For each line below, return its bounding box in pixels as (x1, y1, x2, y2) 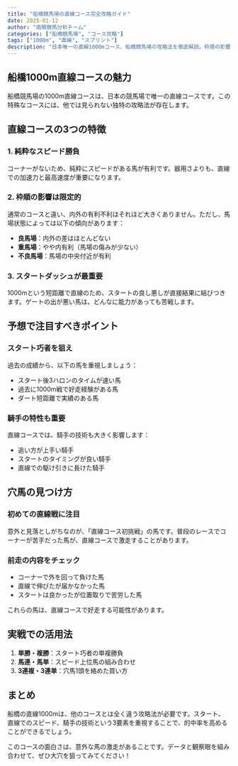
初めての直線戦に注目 (7, 509, 80, 519)
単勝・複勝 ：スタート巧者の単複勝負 (17, 648, 124, 657)
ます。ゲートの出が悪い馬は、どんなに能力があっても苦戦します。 (7, 298, 198, 306)
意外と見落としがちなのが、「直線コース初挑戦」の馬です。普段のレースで (7, 527, 220, 535)
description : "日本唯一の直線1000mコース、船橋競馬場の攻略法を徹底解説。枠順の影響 (7, 43, 232, 50)
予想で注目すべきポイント (7, 320, 119, 333)
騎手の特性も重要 (7, 413, 66, 423)
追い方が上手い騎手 (17, 446, 74, 455)
